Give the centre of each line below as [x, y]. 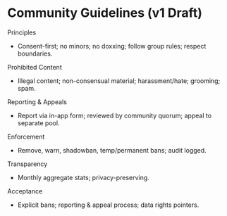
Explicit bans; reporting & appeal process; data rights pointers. [108, 205]
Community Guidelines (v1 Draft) [105, 13]
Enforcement [26, 136]
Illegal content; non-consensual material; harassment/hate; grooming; [119, 81]
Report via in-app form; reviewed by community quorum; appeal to [115, 115]
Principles [22, 32]
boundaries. [35, 53]
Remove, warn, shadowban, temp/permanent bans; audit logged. [112, 150]
